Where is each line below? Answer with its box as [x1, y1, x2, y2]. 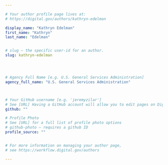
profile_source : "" [5, 129, 46, 134]
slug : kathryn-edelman [5, 53, 52, 58]
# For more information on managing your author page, [5, 143, 122, 148]
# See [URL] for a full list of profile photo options [5, 120, 122, 125]
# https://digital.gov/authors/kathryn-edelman [5, 16, 106, 21]
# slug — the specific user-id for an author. [5, 48, 104, 53]
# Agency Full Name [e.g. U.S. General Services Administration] [5, 75, 144, 80]
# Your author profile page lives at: [5, 11, 86, 16]
